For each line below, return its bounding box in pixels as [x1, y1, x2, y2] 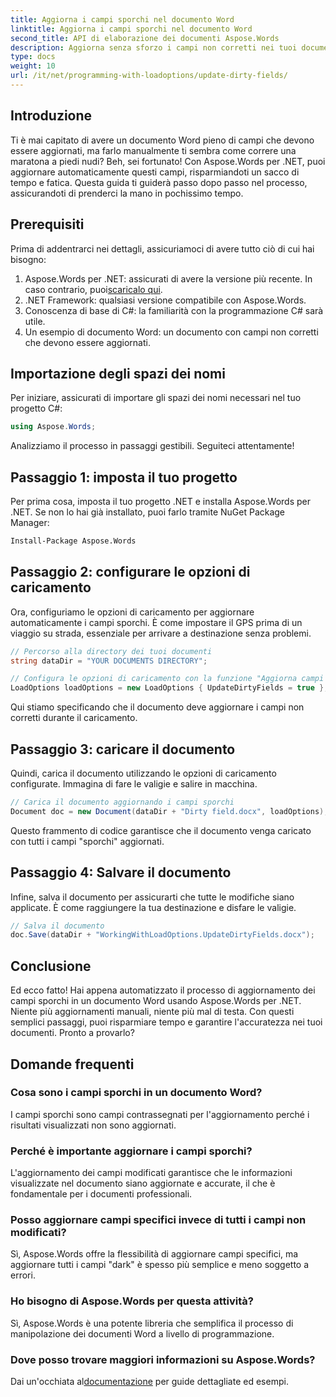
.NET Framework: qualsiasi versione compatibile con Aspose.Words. [24, 294, 307, 306]
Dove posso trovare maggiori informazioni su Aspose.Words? [10, 1352, 316, 1366]
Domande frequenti [10, 1056, 135, 1073]
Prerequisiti [10, 216, 85, 233]
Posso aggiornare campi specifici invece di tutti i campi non [10, 1213, 307, 1227]
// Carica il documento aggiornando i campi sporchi [10, 797, 235, 807]
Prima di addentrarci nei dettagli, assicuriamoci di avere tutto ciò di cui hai [10, 242, 315, 255]
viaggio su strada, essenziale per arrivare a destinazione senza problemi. [10, 627, 312, 639]
